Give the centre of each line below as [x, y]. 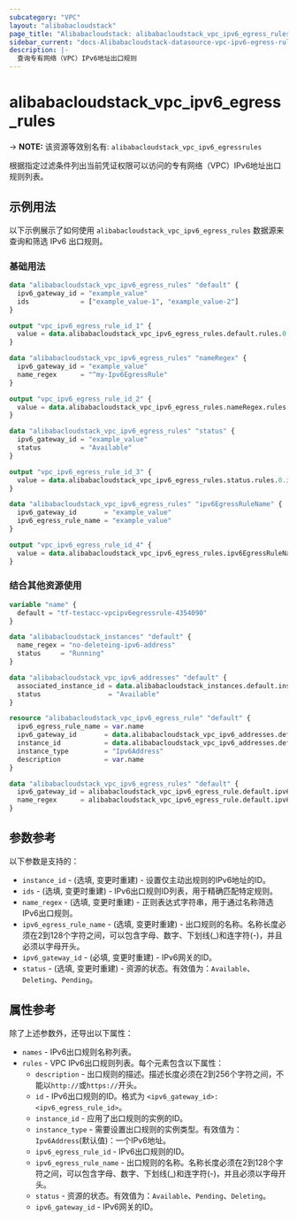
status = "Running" [61, 654]
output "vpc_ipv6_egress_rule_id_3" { [80, 472]
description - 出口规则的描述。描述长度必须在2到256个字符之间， [156, 1074]
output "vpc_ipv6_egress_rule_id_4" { [80, 545]
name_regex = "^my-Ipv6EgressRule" [92, 374]
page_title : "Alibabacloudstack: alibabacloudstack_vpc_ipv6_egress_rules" [152, 34]
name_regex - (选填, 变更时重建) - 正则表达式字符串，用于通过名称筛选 [148, 902]
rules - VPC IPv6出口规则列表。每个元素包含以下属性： [122, 1063]
